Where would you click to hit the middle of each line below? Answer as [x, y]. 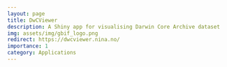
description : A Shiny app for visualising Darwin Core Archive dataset [113, 27]
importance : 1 [28, 46]
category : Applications [42, 53]
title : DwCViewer [32, 20]
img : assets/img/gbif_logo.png [53, 33]
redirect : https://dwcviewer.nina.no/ [64, 40]
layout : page [26, 14]
